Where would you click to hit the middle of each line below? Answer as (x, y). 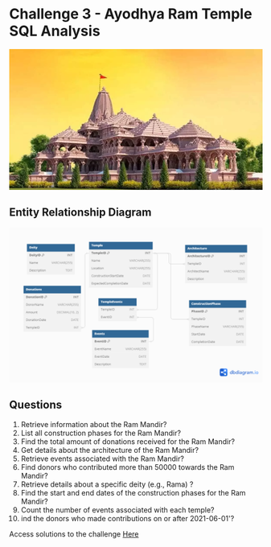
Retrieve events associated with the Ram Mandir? (102, 459)
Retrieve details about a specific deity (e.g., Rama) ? (107, 484)
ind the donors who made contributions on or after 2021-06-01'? (127, 518)
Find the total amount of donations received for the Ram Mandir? (128, 441)
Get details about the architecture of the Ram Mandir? (110, 450)
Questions (36, 405)
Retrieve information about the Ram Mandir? (94, 424)
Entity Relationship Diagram (80, 213)
